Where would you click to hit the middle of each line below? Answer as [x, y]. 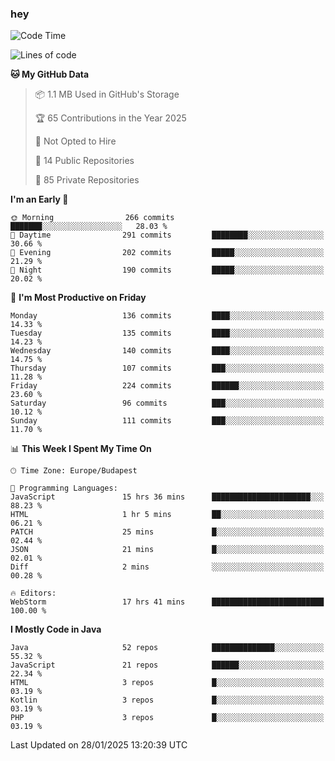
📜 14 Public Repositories [84, 161]
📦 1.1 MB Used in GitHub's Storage [107, 94]
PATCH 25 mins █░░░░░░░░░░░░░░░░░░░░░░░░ [167, 532]
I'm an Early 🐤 [39, 199]
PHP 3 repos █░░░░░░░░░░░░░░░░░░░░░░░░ [167, 718]
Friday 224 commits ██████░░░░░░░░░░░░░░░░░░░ [167, 386]
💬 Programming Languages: [64, 488]
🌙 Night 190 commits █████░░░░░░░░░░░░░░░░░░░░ [167, 270]
